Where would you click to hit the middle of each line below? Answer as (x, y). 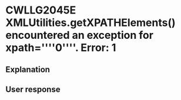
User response (33, 89)
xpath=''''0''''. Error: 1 (61, 48)
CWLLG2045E (41, 10)
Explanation (28, 69)
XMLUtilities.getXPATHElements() (90, 23)
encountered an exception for (80, 35)
